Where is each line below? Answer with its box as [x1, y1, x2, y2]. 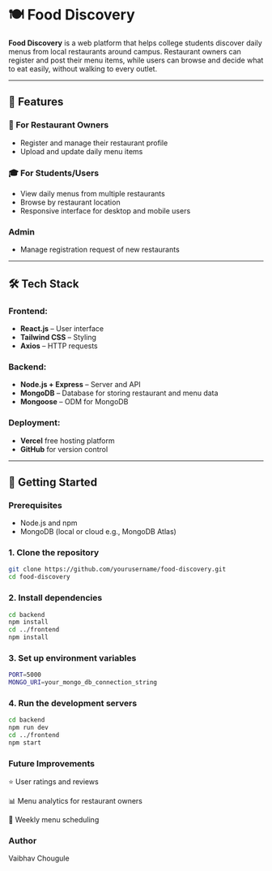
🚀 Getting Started [8, 475, 98, 489]
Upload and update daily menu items [19, 146, 143, 156]
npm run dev [8, 723, 49, 732]
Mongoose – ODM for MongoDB [19, 397, 129, 407]
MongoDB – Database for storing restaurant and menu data [19, 388, 219, 398]
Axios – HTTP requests [19, 341, 99, 351]
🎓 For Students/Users [8, 167, 100, 179]
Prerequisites [8, 499, 62, 511]
